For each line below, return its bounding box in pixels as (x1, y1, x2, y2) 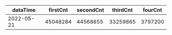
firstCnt (48, 7, 68, 13)
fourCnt (142, 7, 162, 13)
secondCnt (76, 7, 104, 13)
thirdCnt (112, 7, 133, 13)
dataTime (12, 7, 36, 13)
